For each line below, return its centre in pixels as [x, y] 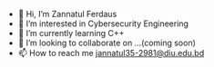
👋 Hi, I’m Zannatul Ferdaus [67, 14]
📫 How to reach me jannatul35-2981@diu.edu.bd [111, 53]
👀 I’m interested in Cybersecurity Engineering [103, 24]
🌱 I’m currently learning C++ [71, 33]
